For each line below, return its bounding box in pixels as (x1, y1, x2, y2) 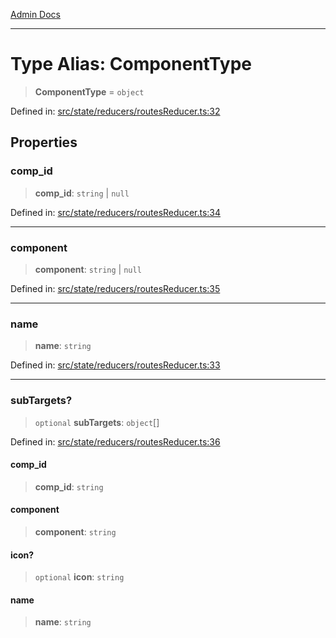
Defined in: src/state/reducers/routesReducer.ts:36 (10, 435, 221, 448)
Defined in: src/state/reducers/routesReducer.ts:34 (10, 206, 222, 218)
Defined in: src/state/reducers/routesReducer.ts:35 (10, 282, 221, 294)
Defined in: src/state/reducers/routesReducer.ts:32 (10, 105, 221, 117)
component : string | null (34, 263, 142, 275)
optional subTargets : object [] (34, 416, 160, 428)
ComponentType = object (34, 85, 145, 98)
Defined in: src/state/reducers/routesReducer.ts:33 (10, 359, 221, 371)
